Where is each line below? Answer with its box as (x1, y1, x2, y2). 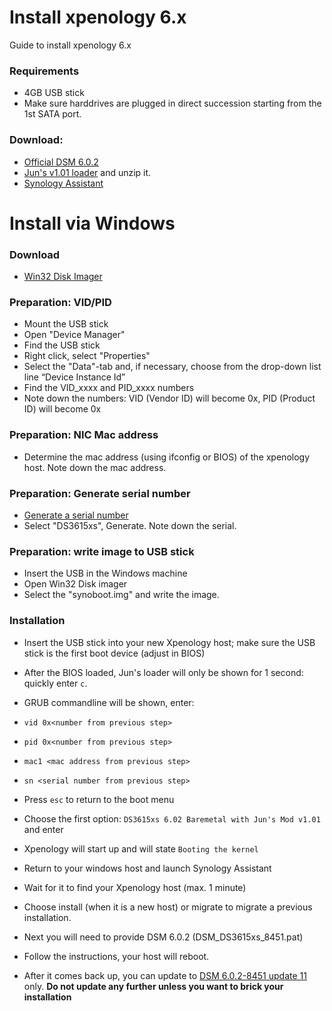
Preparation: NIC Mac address (9, 428, 159, 442)
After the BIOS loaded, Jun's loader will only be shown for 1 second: (23, 666, 304, 678)
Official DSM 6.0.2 (23, 156, 99, 168)
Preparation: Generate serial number (9, 486, 191, 500)
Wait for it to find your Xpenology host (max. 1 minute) (23, 881, 247, 893)
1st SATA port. (23, 108, 82, 120)
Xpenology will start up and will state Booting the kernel (23, 842, 259, 855)
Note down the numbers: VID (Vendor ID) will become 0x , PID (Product (23, 392, 316, 405)
